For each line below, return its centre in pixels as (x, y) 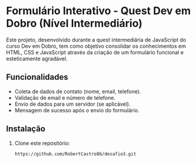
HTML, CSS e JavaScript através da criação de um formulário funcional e (95, 52)
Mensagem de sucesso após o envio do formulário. (77, 110)
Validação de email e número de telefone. (65, 97)
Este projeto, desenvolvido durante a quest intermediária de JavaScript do (96, 40)
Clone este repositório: (42, 143)
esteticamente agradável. (37, 58)
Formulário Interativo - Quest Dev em (99, 11)
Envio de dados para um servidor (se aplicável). (72, 104)
